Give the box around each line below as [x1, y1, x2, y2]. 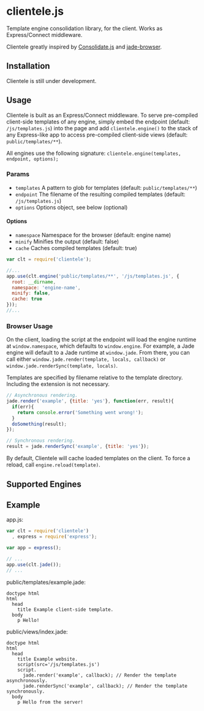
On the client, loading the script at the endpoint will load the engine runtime [6, 336, 197, 344]
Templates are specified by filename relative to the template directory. [6, 374, 183, 382]
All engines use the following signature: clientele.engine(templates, [6, 149, 181, 157]
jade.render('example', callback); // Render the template [22, 672, 176, 678]
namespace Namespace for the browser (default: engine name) [15, 232, 172, 239]
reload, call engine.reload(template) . [6, 461, 100, 468]
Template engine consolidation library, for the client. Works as [6, 25, 163, 32]
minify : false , [12, 290, 51, 296]
